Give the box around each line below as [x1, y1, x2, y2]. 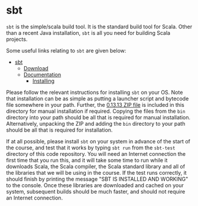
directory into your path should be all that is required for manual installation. [6, 113, 191, 121]
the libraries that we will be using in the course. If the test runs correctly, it [6, 169, 187, 176]
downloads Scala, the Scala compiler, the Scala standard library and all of [6, 163, 185, 170]
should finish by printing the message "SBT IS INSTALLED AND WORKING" [6, 175, 189, 182]
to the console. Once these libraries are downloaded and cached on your [6, 181, 184, 189]
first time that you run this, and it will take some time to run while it [6, 156, 168, 164]
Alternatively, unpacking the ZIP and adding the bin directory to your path [6, 120, 186, 127]
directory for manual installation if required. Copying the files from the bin [6, 107, 186, 115]
